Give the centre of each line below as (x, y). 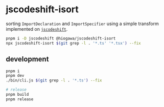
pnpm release (20, 99)
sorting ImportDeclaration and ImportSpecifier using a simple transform (82, 24)
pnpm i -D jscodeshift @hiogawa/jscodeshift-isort (61, 38)
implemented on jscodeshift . (37, 29)
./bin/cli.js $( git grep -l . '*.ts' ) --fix (54, 80)
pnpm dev (15, 76)
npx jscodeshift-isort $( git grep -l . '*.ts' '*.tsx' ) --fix (73, 43)
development (27, 59)
